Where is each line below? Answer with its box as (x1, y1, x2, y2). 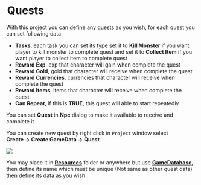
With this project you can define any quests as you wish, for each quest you (6, 24, 195, 31)
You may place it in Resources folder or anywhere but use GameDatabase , (6, 158, 194, 166)
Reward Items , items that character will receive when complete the (14, 86, 182, 94)
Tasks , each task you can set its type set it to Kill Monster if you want (14, 42, 190, 49)
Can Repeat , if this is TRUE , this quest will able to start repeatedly (14, 99, 179, 106)
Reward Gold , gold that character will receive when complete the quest (14, 67, 193, 74)
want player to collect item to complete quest (14, 54, 128, 62)
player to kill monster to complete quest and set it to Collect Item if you (14, 48, 193, 55)
